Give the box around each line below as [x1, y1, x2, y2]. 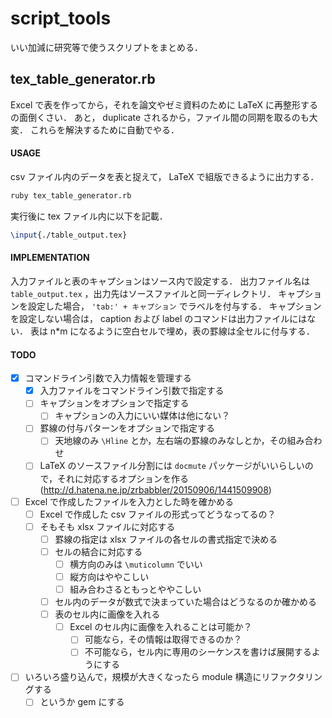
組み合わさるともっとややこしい [69, 583, 202, 595]
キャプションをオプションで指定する [39, 397, 190, 409]
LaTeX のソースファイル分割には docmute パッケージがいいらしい [39, 460, 305, 472]
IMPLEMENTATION [10, 252, 90, 264]
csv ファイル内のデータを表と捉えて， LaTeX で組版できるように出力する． [10, 170, 320, 182]
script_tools [10, 7, 112, 30]
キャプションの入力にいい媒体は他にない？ [54, 410, 231, 422]
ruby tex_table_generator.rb [10, 190, 132, 201]
